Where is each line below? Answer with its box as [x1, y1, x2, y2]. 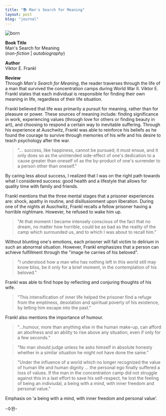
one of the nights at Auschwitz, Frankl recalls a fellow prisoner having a [5, 204, 152, 210]
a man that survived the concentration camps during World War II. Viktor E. [5, 86, 159, 92]
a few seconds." [17, 335, 51, 341]
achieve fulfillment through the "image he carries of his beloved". [5, 250, 139, 256]
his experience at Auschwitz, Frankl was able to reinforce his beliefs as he [5, 127, 157, 133]
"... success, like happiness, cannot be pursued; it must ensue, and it [17, 147, 158, 153]
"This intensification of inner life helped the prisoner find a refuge [17, 294, 152, 300]
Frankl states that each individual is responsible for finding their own [5, 91, 145, 97]
